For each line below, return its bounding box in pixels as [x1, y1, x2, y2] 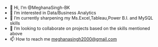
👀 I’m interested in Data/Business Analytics [9, 10, 96, 16]
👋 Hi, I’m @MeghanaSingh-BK [9, 5, 70, 10]
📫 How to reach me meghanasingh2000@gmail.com [9, 36, 117, 42]
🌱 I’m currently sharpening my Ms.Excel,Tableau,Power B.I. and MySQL [9, 15, 153, 21]
